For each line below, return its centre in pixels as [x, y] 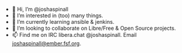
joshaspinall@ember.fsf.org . [47, 43]
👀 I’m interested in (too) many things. [57, 15]
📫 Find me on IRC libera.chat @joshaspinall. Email [74, 35]
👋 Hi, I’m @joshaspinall [40, 9]
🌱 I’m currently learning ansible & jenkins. [63, 22]
